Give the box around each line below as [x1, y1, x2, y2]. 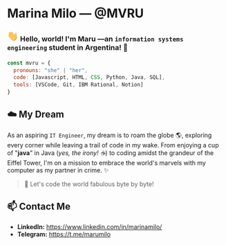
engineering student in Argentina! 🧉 [7, 43, 128, 53]
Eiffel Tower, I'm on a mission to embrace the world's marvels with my [7, 158, 206, 167]
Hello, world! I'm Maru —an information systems [19, 34, 184, 44]
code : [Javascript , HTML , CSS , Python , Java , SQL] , [13, 74, 166, 81]
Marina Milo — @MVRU [7, 6, 144, 21]
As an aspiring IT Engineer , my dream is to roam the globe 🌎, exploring [7, 131, 212, 139]
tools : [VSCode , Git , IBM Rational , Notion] [13, 82, 144, 89]
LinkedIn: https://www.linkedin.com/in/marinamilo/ [17, 222, 162, 230]
